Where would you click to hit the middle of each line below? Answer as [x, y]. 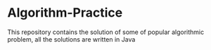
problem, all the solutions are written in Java [71, 39]
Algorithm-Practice [65, 13]
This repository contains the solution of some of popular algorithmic [106, 32]
